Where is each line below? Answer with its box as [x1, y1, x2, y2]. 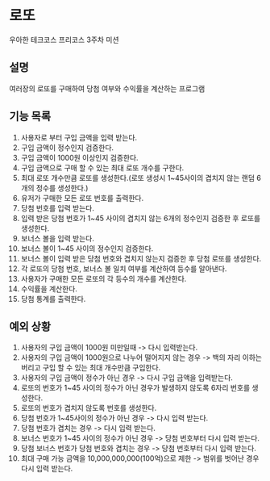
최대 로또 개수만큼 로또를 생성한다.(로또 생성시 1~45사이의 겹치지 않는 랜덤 [20, 173, 255, 182]
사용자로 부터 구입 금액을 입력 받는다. [20, 132, 138, 142]
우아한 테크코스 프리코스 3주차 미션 [9, 35, 119, 44]
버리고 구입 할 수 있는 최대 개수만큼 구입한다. [20, 363, 161, 373]
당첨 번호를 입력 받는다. [20, 203, 95, 213]
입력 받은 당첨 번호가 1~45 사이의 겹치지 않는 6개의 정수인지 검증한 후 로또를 [20, 213, 261, 223]
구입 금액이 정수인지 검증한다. [20, 142, 114, 153]
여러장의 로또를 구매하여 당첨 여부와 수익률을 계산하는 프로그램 [9, 83, 206, 93]
